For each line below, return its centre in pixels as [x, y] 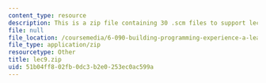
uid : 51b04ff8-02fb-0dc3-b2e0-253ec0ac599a [81, 67]
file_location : [33, 38]
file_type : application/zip [55, 45]
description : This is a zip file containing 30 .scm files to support [127, 23]
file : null [26, 30]
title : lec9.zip [35, 60]
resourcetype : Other [42, 52]
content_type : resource [47, 15]
